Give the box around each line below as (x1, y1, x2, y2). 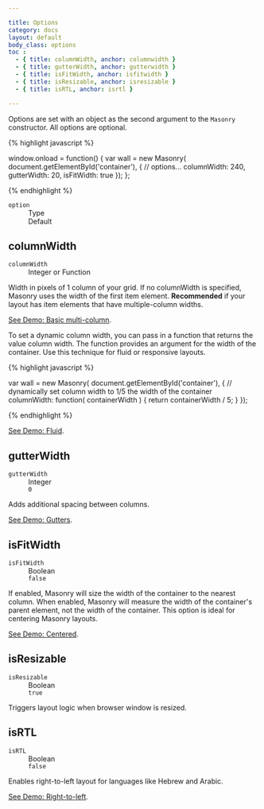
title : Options (8, 18, 59, 26)
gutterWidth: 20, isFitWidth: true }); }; (8, 170, 130, 180)
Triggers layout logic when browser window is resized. (8, 702, 187, 712)
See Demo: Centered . (8, 629, 80, 639)
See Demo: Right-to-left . (8, 791, 89, 801)
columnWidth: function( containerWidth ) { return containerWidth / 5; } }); (8, 395, 248, 405)
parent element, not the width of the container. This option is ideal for (8, 605, 236, 615)
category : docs (8, 25, 59, 34)
